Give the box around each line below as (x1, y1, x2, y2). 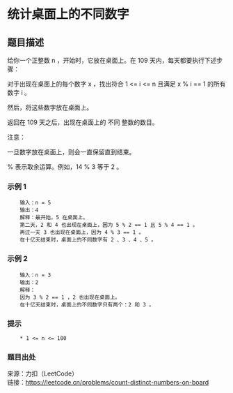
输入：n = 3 (19, 272, 51, 279)
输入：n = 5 (19, 200, 51, 207)
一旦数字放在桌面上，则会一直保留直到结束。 (7, 148, 136, 156)
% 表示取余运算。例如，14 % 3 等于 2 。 (7, 163, 123, 171)
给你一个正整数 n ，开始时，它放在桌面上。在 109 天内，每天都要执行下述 (7, 57, 217, 64)
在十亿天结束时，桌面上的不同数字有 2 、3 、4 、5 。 (19, 237, 156, 244)
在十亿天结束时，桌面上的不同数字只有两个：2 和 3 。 (19, 301, 154, 308)
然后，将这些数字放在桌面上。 (7, 103, 93, 112)
